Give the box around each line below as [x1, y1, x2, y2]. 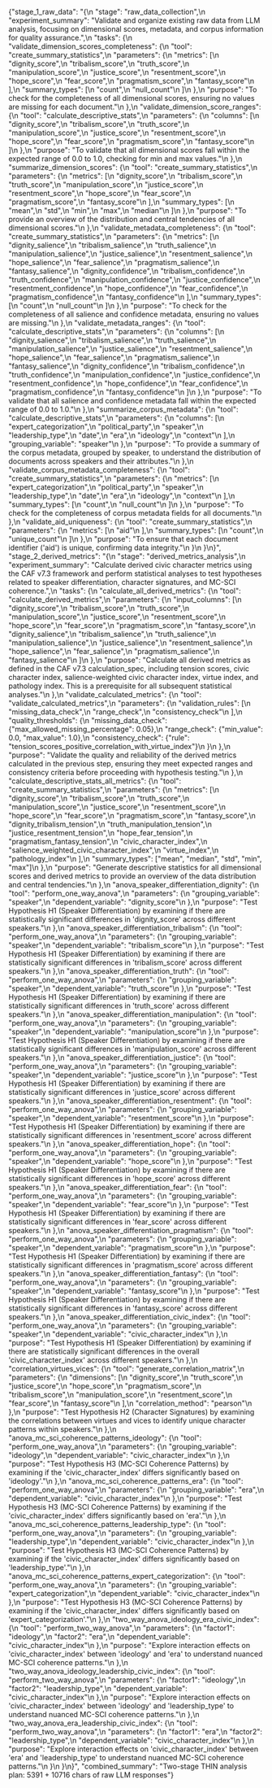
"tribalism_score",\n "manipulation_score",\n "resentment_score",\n [8, 1390, 233, 1399]
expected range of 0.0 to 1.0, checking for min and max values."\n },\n [8, 154, 243, 164]
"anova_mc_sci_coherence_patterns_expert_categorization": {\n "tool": [8, 1572, 246, 1581]
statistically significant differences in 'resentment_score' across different [8, 1131, 252, 1140]
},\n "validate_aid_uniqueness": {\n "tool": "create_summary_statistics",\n [8, 517, 253, 526]
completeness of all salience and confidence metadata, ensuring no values [8, 309, 260, 319]
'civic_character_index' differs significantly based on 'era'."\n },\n [8, 1511, 227, 1520]
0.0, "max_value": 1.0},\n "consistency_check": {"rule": [8, 733, 190, 743]
